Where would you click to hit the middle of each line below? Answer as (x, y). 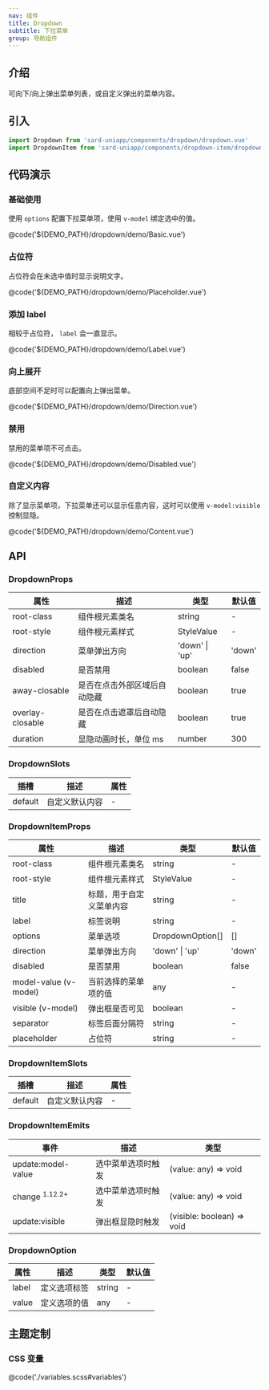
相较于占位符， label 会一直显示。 (65, 333)
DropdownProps (41, 579)
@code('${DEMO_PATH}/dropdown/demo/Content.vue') (101, 531)
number (192, 739)
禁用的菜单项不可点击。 (47, 448)
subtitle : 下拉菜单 (38, 30)
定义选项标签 (65, 1287)
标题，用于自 (112, 894)
